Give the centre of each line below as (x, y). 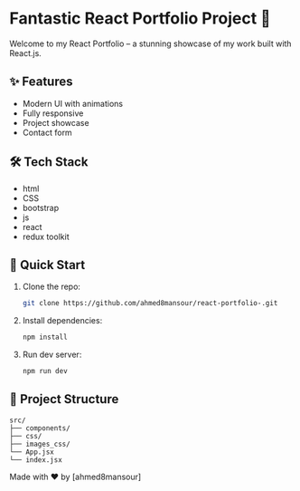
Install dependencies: (62, 321)
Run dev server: (52, 355)
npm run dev (45, 371)
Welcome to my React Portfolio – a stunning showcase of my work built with (150, 43)
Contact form (47, 132)
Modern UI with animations (73, 103)
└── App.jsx (32, 452)
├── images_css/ (40, 444)
